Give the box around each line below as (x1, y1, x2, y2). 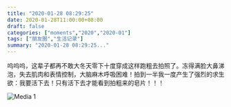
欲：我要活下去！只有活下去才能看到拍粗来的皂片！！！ (7, 79, 164, 86)
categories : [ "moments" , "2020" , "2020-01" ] (7, 29, 131, 36)
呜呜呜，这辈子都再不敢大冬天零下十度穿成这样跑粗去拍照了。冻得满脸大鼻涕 (7, 62, 225, 69)
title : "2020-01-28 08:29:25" (7, 10, 94, 17)
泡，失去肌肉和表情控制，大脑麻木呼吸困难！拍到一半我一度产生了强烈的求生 (7, 70, 225, 78)
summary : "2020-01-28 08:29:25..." (7, 42, 110, 49)
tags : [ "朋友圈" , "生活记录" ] (7, 36, 84, 43)
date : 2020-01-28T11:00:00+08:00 (7, 16, 103, 23)
